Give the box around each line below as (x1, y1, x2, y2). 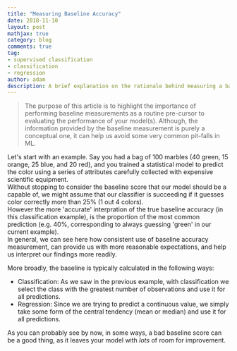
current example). (7, 228, 59, 236)
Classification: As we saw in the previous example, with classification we (17, 278, 229, 286)
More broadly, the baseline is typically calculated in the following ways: (7, 264, 214, 272)
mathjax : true (7, 30, 49, 37)
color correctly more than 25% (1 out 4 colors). (7, 198, 144, 207)
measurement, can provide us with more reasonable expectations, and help (7, 242, 227, 251)
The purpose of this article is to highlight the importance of (24, 101, 196, 110)
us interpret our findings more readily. (7, 250, 118, 259)
